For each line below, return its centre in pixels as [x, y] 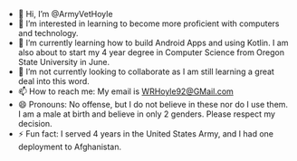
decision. [35, 123]
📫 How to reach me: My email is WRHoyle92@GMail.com [125, 91]
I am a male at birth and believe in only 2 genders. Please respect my [147, 114]
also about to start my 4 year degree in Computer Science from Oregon [151, 52]
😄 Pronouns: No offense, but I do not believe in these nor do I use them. [153, 104]
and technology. [48, 33]
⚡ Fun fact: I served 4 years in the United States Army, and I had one [146, 134]
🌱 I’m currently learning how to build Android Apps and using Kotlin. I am [153, 43]
